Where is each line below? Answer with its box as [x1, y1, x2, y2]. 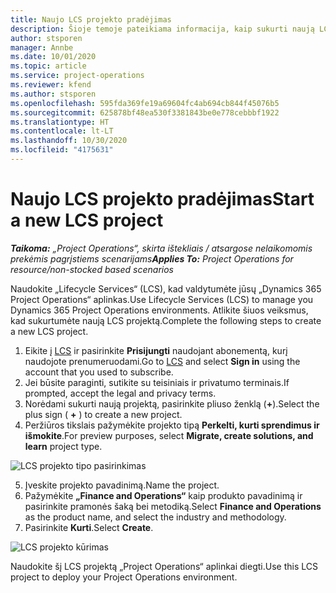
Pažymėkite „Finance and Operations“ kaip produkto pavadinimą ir [24, 489, 303, 501]
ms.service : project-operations [10, 71, 145, 81]
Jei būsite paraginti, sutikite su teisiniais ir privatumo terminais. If [24, 376, 290, 388]
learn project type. [24, 440, 103, 452]
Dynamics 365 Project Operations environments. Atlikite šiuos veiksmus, [10, 304, 309, 316]
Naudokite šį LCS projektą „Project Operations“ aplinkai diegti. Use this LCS [10, 560, 318, 572]
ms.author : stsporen [10, 89, 97, 99]
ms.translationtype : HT [10, 117, 110, 127]
